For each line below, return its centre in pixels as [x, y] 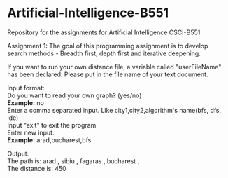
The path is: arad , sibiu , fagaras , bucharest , [73, 161]
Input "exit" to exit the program [52, 125]
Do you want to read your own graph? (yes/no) [74, 95]
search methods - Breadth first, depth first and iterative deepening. [104, 53]
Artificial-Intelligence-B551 [88, 13]
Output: [18, 153]
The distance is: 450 [37, 168]
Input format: [26, 88]
